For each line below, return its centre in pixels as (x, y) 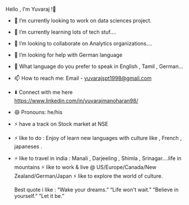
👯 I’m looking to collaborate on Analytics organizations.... (83, 43)
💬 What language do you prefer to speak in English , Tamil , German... (99, 66)
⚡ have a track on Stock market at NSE (61, 124)
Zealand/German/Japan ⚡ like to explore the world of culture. (88, 176)
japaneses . (28, 147)
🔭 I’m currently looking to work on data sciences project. (83, 20)
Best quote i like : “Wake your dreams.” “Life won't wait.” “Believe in (96, 190)
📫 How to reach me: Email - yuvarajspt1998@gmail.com (83, 78)
